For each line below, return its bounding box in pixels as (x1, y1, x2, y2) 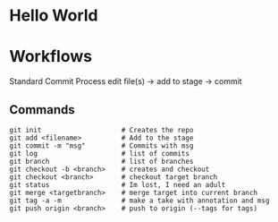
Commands (9, 102, 76, 117)
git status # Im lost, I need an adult (9, 180, 226, 189)
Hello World (9, 5, 98, 26)
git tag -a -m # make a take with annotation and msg (9, 196, 270, 205)
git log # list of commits (9, 149, 190, 158)
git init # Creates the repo (9, 125, 194, 134)
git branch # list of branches (9, 157, 194, 166)
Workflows (9, 47, 92, 67)
